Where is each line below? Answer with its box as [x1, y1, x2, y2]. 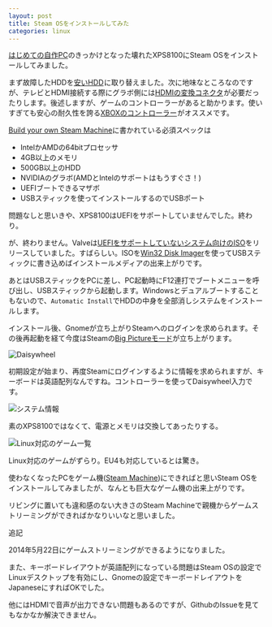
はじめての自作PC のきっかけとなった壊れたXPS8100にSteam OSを [8, 50, 231, 60]
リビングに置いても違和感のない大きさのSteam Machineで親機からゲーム [8, 500, 252, 510]
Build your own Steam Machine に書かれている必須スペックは [8, 125, 212, 135]
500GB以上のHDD [19, 163, 81, 173]
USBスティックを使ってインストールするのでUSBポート [19, 193, 205, 203]
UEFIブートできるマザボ [19, 184, 100, 193]
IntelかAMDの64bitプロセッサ [19, 143, 119, 153]
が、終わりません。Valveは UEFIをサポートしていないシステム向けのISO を [8, 238, 253, 248]
